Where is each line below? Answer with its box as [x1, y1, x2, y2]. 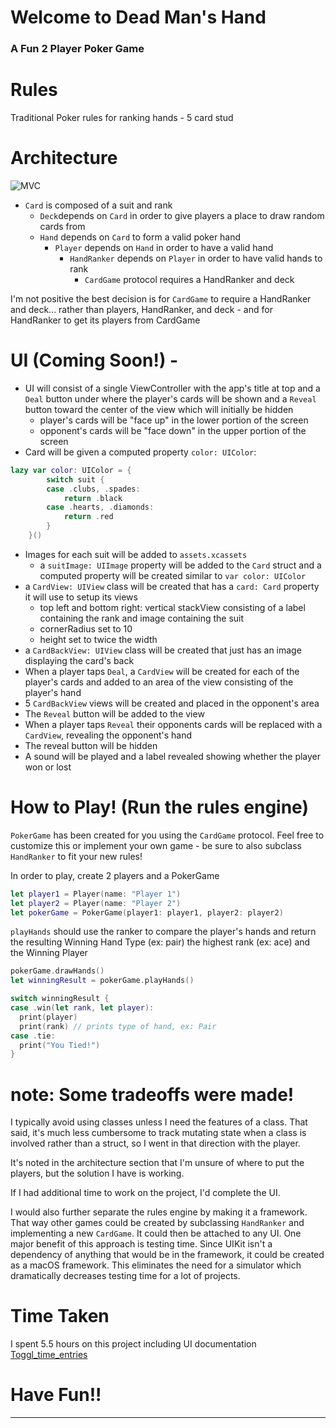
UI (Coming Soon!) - [10, 349, 179, 372]
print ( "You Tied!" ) [19, 1040, 101, 1050]
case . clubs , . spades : [46, 484, 141, 494]
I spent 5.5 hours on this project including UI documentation [10, 1338, 257, 1350]
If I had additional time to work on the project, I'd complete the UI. [10, 1187, 281, 1199]
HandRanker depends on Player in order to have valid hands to [69, 252, 323, 264]
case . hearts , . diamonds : [46, 502, 155, 513]
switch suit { [46, 474, 105, 485]
